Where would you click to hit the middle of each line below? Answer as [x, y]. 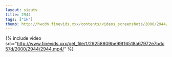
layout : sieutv [21, 10]
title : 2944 [18, 15]
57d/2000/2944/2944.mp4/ [35, 49]
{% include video [24, 38]
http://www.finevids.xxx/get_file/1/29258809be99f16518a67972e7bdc [91, 44]
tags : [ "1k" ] [19, 19]
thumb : [12, 24]
